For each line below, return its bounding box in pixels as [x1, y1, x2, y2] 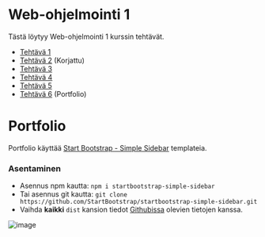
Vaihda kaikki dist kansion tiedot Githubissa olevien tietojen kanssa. [19, 205, 244, 215]
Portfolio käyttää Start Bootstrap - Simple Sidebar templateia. [8, 143, 207, 152]
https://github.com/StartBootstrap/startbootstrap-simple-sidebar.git [19, 198, 258, 206]
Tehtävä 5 [19, 81, 53, 90]
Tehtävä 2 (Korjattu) [19, 55, 85, 65]
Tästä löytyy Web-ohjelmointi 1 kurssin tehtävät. [8, 32, 165, 41]
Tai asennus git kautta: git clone [19, 189, 128, 199]
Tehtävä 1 [19, 47, 51, 56]
